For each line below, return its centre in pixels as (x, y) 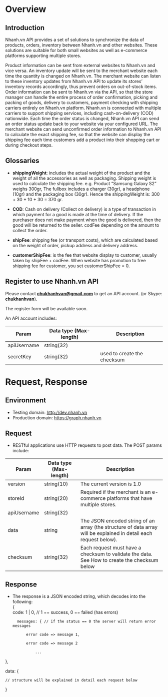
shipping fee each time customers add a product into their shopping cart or (82, 140)
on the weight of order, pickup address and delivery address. (75, 245)
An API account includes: (31, 318)
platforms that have (129, 498)
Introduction (25, 28)
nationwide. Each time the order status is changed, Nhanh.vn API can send (82, 118)
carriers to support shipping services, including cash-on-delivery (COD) (79, 113)
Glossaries (22, 161)
